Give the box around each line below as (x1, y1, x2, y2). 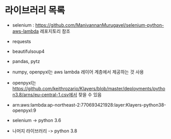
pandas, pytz (12, 58, 41, 64)
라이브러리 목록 (5, 5, 65, 16)
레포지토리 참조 (40, 28, 70, 34)
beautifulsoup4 (12, 48, 45, 54)
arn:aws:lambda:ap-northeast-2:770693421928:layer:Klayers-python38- (12, 102, 166, 108)
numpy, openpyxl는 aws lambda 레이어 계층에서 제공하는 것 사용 (12, 69, 144, 75)
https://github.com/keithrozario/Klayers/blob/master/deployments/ (12, 85, 154, 91)
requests (12, 38, 31, 44)
